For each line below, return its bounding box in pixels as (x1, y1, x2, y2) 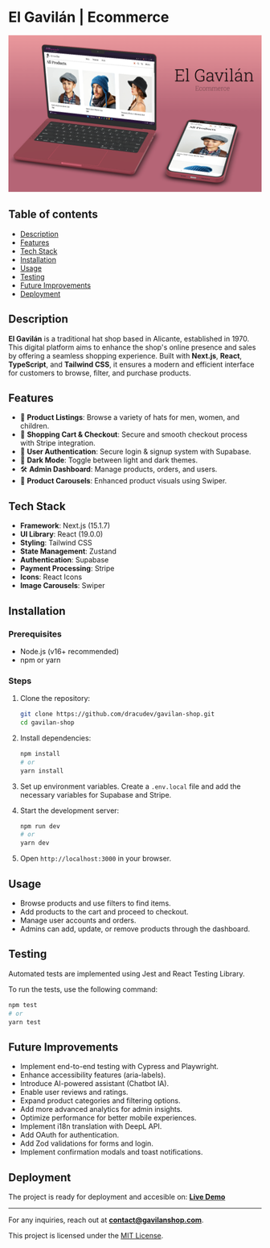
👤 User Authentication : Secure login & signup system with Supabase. (19, 447, 252, 457)
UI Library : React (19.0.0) (19, 529, 104, 539)
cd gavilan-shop (19, 719, 75, 727)
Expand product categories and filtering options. (19, 1096, 181, 1105)
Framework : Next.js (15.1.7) (19, 520, 111, 531)
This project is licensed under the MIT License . (8, 1231, 164, 1241)
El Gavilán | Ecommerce (8, 8, 170, 27)
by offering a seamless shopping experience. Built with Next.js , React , (8, 350, 243, 360)
